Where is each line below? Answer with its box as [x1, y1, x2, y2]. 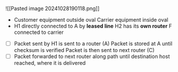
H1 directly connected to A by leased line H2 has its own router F [13, 23, 172, 29]
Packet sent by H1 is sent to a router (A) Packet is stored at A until [13, 40, 173, 47]
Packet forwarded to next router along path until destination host [13, 53, 170, 60]
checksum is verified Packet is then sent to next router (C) [13, 47, 155, 54]
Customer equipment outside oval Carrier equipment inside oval [13, 16, 169, 23]
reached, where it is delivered [13, 60, 86, 67]
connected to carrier [13, 29, 64, 36]
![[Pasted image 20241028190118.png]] [5, 5, 100, 12]
